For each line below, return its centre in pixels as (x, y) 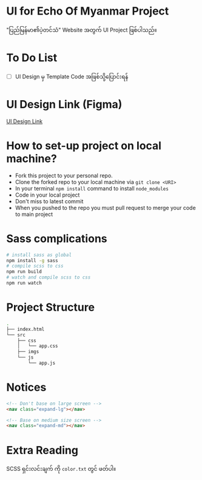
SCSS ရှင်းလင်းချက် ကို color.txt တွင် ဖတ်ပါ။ (61, 469)
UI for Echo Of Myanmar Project (88, 11)
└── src (16, 335)
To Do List (32, 58)
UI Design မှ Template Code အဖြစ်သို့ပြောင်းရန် (72, 76)
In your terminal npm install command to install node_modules (92, 188)
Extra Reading (42, 450)
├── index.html (25, 329)
